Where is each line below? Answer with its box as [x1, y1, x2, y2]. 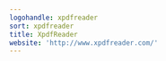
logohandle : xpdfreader [9, 13, 99, 22]
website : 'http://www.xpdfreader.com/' [9, 38, 159, 48]
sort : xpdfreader [9, 22, 74, 30]
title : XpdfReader [9, 30, 78, 39]
